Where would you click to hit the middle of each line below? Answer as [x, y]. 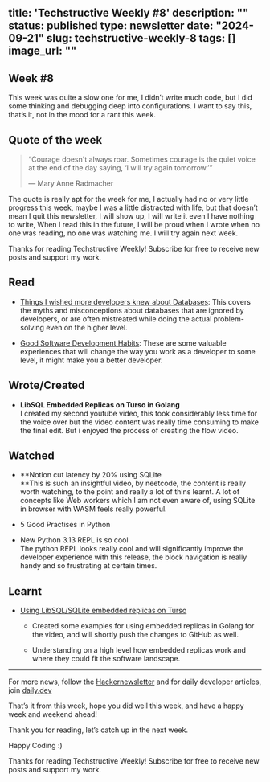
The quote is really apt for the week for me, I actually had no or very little [129, 199]
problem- [229, 319]
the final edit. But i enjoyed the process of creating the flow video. [129, 430]
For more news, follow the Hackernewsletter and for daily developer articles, [135, 682]
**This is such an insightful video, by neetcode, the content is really [133, 483]
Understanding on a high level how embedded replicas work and [139, 650]
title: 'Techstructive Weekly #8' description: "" [129, 13]
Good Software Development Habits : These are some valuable [123, 343]
